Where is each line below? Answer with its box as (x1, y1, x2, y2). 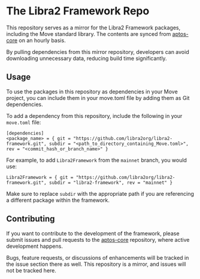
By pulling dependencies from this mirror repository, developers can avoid (6, 48, 190, 55)
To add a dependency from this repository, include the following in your (6, 112, 183, 119)
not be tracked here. (6, 266, 57, 274)
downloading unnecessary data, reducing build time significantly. (6, 54, 167, 62)
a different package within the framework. (6, 196, 110, 204)
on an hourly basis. (19, 37, 66, 44)
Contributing (6, 214, 55, 224)
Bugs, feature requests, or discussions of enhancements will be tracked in (6, 254, 189, 261)
